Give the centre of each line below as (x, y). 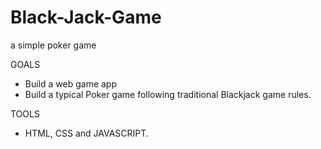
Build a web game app (71, 83)
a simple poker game (53, 45)
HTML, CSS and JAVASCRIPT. (86, 133)
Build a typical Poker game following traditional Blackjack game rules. (168, 94)
